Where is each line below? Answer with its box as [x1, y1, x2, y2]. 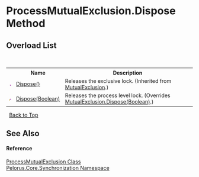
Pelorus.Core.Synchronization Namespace [6, 165, 110, 172]
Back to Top [8, 111, 38, 118]
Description [113, 69, 143, 76]
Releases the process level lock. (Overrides [65, 92, 171, 99]
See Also [6, 128, 40, 139]
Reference [6, 145, 33, 152]
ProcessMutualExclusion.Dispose [6, 4, 176, 18]
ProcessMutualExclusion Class [6, 158, 81, 165]
